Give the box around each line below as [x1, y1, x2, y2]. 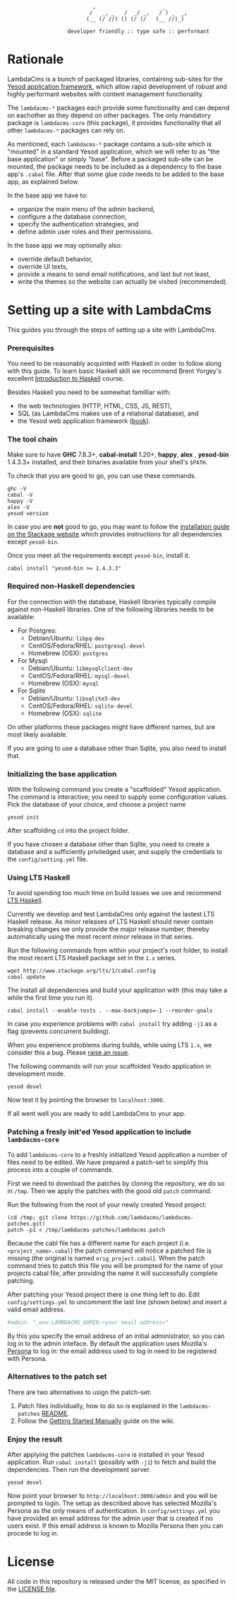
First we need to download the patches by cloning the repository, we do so [7, 1179, 225, 1187]
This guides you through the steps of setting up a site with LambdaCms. [7, 326, 217, 334]
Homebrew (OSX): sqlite [28, 708, 102, 718]
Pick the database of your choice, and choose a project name [7, 800, 186, 809]
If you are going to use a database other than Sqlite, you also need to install [7, 744, 227, 752]
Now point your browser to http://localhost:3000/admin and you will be [7, 1492, 217, 1500]
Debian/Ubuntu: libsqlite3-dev [28, 693, 121, 702]
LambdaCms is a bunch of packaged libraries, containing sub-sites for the [7, 74, 224, 83]
